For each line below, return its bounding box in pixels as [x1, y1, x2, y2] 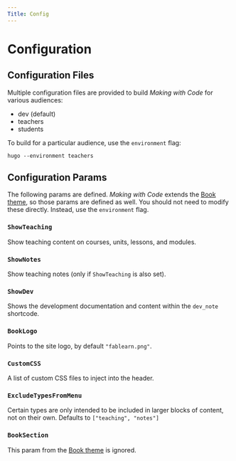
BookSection [7, 431, 49, 440]
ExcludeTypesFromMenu [7, 391, 82, 399]
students [17, 124, 44, 133]
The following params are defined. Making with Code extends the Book [7, 190, 216, 199]
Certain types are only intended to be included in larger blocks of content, [7, 406, 224, 415]
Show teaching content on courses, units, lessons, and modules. [7, 238, 197, 246]
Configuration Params [7, 171, 107, 184]
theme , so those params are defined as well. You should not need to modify [7, 198, 229, 206]
